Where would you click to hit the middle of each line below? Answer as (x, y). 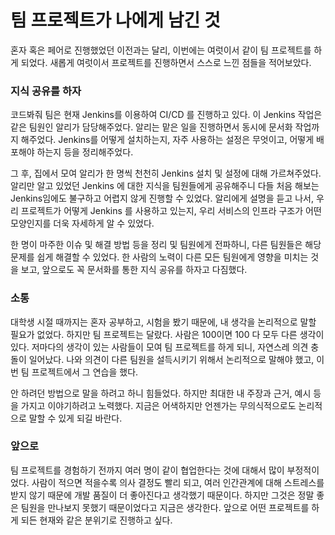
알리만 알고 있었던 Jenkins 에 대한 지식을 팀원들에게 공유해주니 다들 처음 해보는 (165, 186)
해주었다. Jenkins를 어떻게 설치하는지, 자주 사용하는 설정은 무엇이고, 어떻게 (167, 140)
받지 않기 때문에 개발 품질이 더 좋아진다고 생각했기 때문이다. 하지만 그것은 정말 (162, 495)
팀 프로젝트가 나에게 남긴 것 (115, 20)
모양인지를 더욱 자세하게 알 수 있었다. (82, 223)
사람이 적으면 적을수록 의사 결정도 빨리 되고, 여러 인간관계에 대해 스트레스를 (178, 482)
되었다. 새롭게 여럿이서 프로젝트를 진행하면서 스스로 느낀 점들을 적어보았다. (166, 62)
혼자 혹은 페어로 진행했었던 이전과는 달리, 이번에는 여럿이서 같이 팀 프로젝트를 (161, 50)
